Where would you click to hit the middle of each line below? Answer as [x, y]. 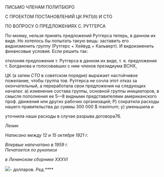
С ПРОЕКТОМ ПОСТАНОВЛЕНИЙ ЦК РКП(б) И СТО [59, 16]
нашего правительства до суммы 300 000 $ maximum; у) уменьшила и [80, 107]
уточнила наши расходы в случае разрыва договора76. [63, 116]
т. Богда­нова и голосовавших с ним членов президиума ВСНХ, [71, 66]
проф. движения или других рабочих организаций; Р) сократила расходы [82, 101]
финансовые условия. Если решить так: [47, 51]
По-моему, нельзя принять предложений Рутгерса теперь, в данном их [80, 36]
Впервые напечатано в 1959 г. [37, 145]
